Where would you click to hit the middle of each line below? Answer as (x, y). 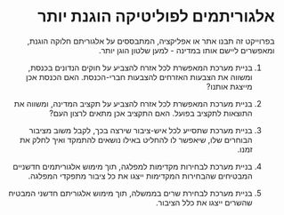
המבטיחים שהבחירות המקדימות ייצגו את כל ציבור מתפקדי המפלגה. (140, 176)
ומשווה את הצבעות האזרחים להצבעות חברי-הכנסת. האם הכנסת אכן (139, 76)
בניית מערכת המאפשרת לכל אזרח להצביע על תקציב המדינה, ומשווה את (133, 103)
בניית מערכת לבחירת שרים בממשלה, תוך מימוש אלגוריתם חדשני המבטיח (130, 193)
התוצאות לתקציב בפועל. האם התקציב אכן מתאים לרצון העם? (151, 113)
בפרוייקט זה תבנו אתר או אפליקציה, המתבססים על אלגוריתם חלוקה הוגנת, (151, 41)
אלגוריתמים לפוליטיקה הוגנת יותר (156, 16)
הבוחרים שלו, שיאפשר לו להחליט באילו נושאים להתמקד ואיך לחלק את (136, 139)
